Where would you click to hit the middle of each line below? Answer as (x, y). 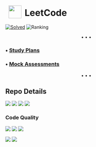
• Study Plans (23, 50)
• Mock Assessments (33, 64)
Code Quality (22, 118)
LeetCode (46, 13)
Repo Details (26, 91)
